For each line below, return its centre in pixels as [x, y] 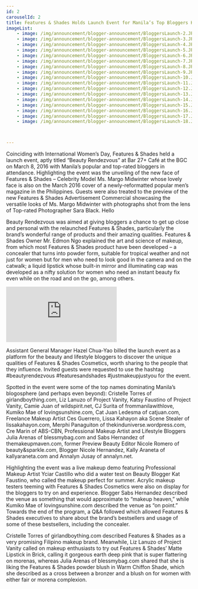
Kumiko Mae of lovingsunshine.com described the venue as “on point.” [92, 506]
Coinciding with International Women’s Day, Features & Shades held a [90, 154]
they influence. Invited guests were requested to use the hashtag [85, 370]
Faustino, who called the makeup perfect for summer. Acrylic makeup [91, 480]
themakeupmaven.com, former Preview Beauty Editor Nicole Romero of [93, 444]
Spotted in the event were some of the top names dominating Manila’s [91, 387]
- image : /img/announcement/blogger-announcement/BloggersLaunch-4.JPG [106, 45]
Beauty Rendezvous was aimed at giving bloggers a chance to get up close [98, 222]
